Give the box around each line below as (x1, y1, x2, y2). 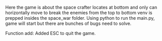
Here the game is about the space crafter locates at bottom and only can (5, 5, 157, 10)
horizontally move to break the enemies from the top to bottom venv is (5, 10, 152, 16)
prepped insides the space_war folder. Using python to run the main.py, (5, 15, 155, 21)
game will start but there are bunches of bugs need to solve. (5, 20, 132, 26)
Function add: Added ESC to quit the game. (5, 30, 96, 36)
